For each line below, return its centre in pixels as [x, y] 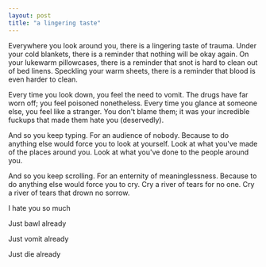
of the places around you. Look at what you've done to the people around [129, 152]
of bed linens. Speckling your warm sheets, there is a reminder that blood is [132, 71]
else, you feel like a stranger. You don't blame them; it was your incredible [129, 111]
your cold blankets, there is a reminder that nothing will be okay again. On [129, 54]
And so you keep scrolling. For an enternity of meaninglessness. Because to [133, 176]
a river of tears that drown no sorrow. [69, 193]
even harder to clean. [43, 79]
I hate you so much [40, 208]
